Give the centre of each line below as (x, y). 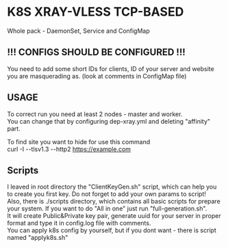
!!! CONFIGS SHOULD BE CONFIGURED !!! (97, 52)
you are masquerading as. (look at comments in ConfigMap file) (97, 76)
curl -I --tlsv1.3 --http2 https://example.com (69, 149)
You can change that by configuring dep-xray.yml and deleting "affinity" (109, 121)
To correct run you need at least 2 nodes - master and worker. (95, 114)
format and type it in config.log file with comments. (79, 223)
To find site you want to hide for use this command (79, 141)
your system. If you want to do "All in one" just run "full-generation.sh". (107, 208)
